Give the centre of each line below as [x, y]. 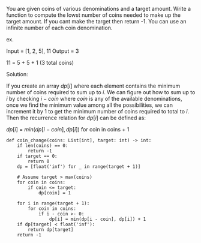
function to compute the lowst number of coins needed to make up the [94, 15]
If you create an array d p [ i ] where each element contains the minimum [93, 86]
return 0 [39, 161]
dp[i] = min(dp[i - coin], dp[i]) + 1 [97, 219]
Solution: [17, 74]
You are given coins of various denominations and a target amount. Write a [98, 9]
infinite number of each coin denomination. [59, 28]
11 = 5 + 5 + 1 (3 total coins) [40, 63]
